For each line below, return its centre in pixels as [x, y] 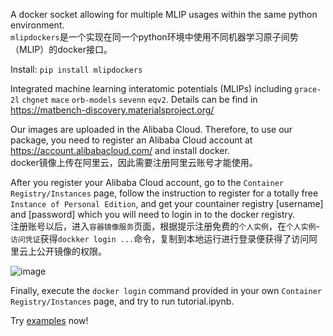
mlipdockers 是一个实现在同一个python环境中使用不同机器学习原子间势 [154, 37]
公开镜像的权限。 [71, 251]
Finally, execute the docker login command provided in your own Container [166, 290]
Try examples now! [49, 320]
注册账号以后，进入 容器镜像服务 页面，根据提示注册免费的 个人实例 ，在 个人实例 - [165, 226]
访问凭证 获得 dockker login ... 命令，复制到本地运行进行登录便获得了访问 [160, 238]
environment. [37, 25]
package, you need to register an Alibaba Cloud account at [131, 140]
